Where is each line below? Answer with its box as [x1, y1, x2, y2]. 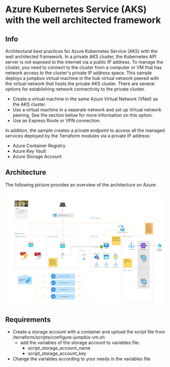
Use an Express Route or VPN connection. [12, 118, 101, 123]
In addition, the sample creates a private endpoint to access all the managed [5, 127, 165, 133]
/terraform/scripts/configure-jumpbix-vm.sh [12, 334, 105, 341]
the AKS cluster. [12, 101, 47, 107]
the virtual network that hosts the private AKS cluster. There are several [5, 80, 155, 87]
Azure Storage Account [12, 154, 62, 159]
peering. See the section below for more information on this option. [12, 112, 153, 118]
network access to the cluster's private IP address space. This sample [5, 70, 152, 76]
